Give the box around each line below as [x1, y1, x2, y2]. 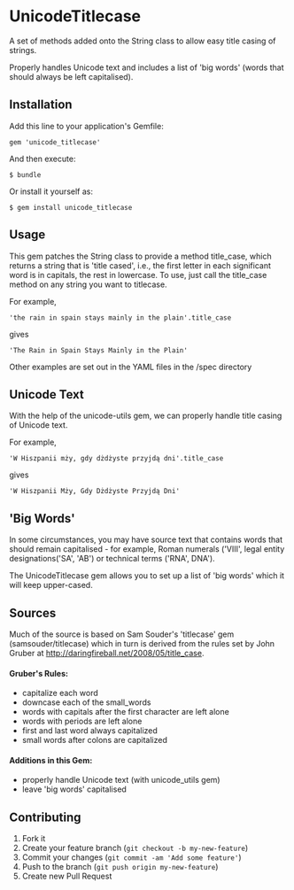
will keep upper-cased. [9, 580, 93, 591]
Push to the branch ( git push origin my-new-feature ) [21, 862, 219, 872]
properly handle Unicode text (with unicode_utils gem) [21, 775, 220, 786]
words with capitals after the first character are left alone [21, 707, 230, 717]
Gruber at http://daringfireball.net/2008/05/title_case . [9, 648, 205, 658]
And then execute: [9, 153, 76, 164]
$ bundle [9, 170, 42, 179]
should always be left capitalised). [9, 71, 134, 81]
